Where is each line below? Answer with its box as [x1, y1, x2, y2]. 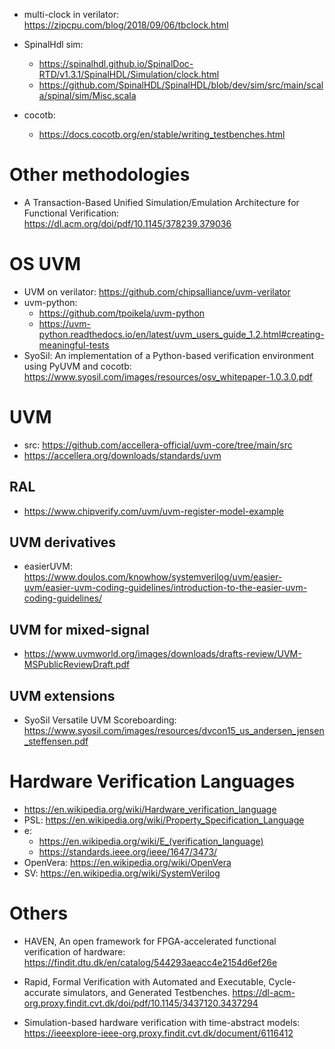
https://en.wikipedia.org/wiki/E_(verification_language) [38, 835, 264, 847]
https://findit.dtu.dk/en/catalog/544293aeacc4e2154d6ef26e [23, 956, 278, 968]
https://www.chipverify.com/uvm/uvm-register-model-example [23, 505, 284, 517]
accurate [23, 986, 61, 998]
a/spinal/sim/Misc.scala [38, 90, 137, 101]
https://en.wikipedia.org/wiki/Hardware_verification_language [23, 804, 277, 815]
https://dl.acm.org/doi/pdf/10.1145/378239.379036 [23, 217, 232, 229]
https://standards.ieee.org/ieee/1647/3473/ [38, 846, 218, 858]
